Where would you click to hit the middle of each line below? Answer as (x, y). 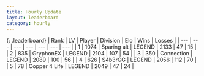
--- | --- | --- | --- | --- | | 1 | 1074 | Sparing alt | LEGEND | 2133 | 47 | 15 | (105, 47)
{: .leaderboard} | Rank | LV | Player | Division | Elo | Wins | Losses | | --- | (99, 41)
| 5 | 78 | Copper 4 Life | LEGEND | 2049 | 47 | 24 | (70, 66)
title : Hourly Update (34, 12)
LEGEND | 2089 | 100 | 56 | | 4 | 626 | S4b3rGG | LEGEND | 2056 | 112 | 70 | (102, 60)
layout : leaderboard (33, 18)
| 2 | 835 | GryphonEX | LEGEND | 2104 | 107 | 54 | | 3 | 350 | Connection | (100, 54)
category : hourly (28, 23)
